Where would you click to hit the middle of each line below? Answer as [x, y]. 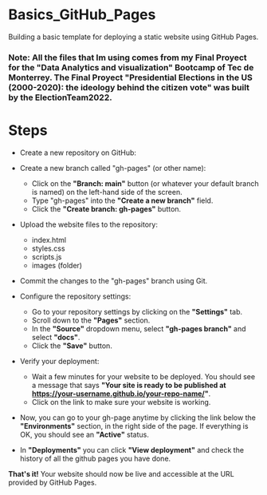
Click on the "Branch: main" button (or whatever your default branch [145, 183]
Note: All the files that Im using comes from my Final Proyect [128, 57]
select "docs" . [56, 337]
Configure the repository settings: [75, 296]
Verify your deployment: [59, 361]
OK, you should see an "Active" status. [84, 434]
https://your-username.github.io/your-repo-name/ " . [121, 394]
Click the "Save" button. [72, 346]
